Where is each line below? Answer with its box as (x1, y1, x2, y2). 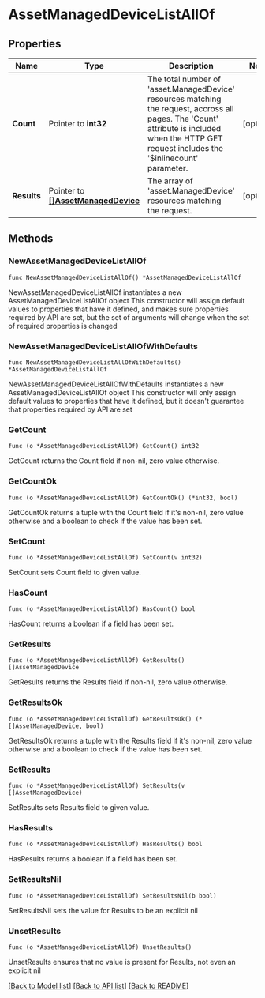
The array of (147, 175, 193, 186)
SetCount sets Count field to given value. (8, 567, 142, 577)
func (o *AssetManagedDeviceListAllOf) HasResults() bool (8, 840, 203, 849)
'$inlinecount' (147, 153, 199, 164)
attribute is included (147, 123, 222, 134)
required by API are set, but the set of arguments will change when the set (8, 312, 250, 322)
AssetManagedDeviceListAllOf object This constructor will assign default (8, 296, 245, 305)
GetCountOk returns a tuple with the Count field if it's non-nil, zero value (8, 507, 244, 517)
